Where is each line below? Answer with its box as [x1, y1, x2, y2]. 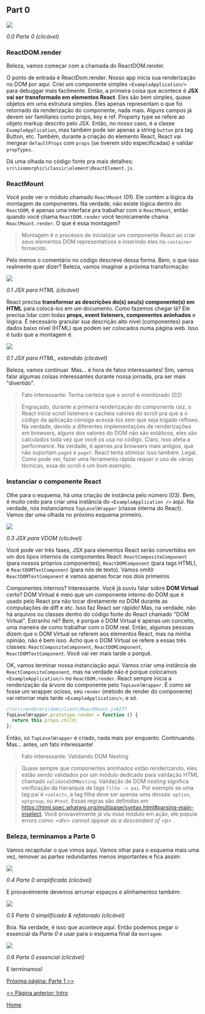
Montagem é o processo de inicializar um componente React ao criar [21, 232, 196, 239]
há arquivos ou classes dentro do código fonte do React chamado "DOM [6, 610, 190, 618]
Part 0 [6, 5, 31, 15]
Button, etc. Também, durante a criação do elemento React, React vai [6, 133, 182, 140]
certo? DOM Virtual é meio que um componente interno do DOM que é [6, 591, 184, 598]
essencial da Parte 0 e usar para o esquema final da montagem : [6, 930, 163, 937]
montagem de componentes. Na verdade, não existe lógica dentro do [6, 200, 182, 208]
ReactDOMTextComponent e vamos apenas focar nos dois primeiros [6, 572, 170, 580]
